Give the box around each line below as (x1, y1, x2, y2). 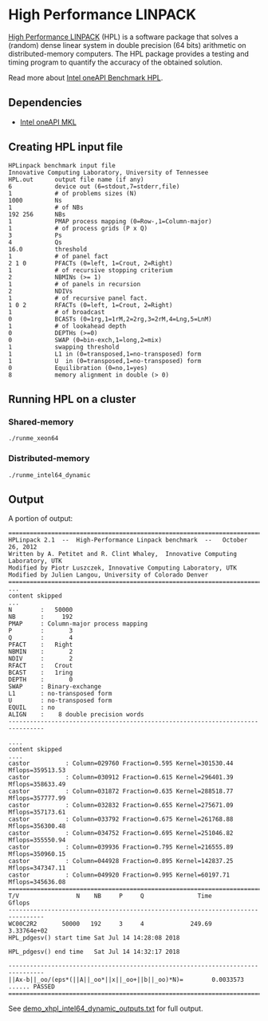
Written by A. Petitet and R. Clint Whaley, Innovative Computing (8, 550, 238, 558)
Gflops (8, 899, 30, 907)
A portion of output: (8, 514, 73, 523)
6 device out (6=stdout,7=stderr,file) (8, 182, 180, 191)
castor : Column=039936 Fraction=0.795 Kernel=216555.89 (8, 843, 234, 851)
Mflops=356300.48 (8, 822, 66, 830)
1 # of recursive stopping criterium (8, 266, 173, 274)
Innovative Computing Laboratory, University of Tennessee (8, 168, 209, 176)
